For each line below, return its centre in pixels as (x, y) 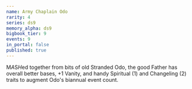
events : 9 (18, 39)
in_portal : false (28, 45)
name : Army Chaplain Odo (37, 12)
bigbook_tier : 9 (26, 34)
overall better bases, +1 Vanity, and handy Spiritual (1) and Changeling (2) (96, 73)
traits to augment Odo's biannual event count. (62, 80)
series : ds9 (21, 23)
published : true (26, 50)
